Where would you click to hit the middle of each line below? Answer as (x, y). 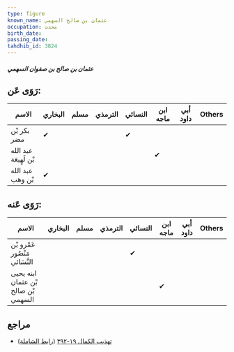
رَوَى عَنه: (24, 204)
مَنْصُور (20, 254)
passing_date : (28, 40)
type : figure (26, 14)
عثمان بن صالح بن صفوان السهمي (50, 68)
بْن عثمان (24, 282)
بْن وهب (22, 179)
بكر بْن (20, 131)
